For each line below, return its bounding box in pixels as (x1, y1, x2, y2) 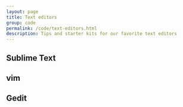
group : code (6, 20, 36, 26)
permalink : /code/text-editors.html (6, 25, 97, 32)
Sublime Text (6, 53, 56, 63)
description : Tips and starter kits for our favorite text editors (6, 31, 178, 37)
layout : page (6, 8, 39, 15)
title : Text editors (6, 14, 58, 20)
